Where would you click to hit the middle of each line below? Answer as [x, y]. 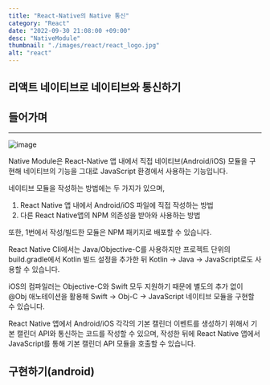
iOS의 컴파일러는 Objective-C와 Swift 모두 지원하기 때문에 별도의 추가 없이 [126, 286]
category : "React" [39, 23]
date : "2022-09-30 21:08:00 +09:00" [70, 30]
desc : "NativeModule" [45, 38]
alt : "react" [30, 53]
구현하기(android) [51, 371]
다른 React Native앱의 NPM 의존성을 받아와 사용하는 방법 [110, 215]
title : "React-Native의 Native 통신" [69, 16]
